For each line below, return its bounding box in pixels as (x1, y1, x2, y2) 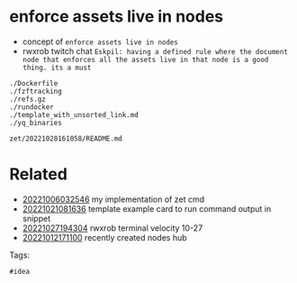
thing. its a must (22, 63, 92, 72)
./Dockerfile (9, 78, 58, 87)
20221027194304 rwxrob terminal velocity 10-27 (22, 223, 203, 233)
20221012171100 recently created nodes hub (22, 232, 187, 242)
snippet (22, 213, 51, 224)
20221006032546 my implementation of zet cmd (22, 194, 205, 205)
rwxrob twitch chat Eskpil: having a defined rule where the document (22, 45, 288, 56)
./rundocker (9, 102, 54, 112)
